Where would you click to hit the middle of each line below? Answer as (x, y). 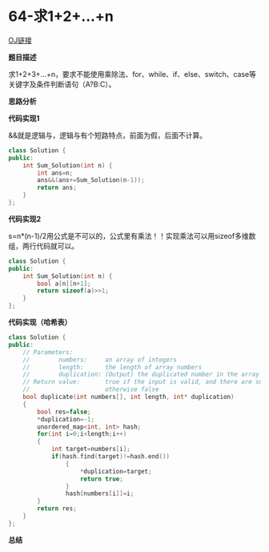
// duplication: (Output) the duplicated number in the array (141, 375)
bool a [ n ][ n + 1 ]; (64, 284)
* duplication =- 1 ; (66, 419)
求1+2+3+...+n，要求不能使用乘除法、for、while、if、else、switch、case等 (132, 74)
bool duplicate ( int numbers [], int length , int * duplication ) (128, 397)
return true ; (102, 479)
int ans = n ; (55, 173)
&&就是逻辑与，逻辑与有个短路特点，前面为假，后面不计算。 (108, 135)
